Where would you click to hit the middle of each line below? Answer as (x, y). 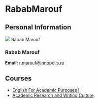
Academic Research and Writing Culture (53, 95)
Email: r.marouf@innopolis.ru (35, 63)
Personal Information (38, 27)
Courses (18, 78)
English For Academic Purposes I (46, 90)
